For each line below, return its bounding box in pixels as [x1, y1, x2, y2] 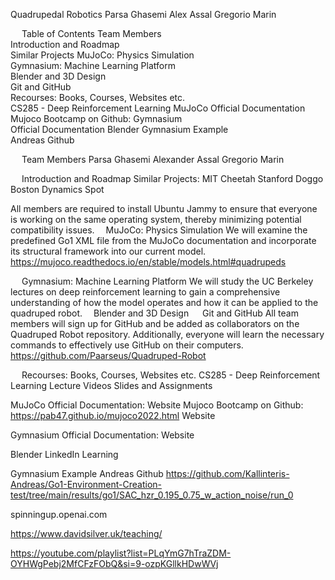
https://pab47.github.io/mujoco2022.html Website [10, 410, 216, 421]
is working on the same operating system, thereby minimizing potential [10, 214, 302, 225]
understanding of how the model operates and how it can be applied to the [10, 297, 319, 308]
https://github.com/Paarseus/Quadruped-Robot [10, 350, 207, 361]
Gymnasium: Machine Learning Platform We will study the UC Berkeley [21, 275, 314, 287]
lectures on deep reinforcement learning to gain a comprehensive [10, 286, 281, 298]
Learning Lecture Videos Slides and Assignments [10, 380, 213, 391]
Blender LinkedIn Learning [10, 449, 119, 460]
